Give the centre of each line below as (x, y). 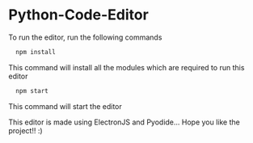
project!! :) (25, 130)
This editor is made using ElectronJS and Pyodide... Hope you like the (124, 122)
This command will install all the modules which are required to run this (126, 67)
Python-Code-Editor (79, 15)
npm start (32, 90)
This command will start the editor (65, 106)
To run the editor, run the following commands (85, 37)
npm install (36, 52)
